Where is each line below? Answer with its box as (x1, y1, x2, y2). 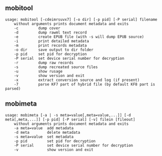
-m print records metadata (14, 43, 87, 48)
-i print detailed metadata (14, 39, 90, 43)
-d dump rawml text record (14, 30, 87, 35)
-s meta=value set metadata (14, 134, 74, 139)
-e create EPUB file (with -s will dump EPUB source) (14, 34, 144, 39)
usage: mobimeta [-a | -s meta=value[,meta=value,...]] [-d (5, 113, 131, 117)
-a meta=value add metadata (14, 125, 74, 130)
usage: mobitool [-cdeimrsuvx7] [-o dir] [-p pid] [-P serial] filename (5, 17, 158, 22)
